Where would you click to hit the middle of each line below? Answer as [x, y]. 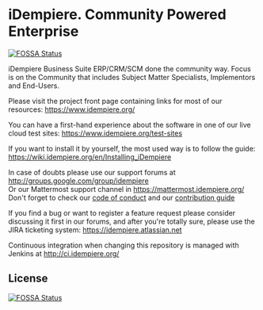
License [28, 279]
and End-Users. [34, 86]
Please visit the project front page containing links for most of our [115, 101]
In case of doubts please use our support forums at [92, 172]
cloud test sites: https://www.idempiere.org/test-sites [95, 133]
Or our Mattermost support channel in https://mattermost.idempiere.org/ [126, 189]
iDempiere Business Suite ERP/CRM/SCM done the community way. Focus [130, 68]
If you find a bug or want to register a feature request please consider [122, 212]
